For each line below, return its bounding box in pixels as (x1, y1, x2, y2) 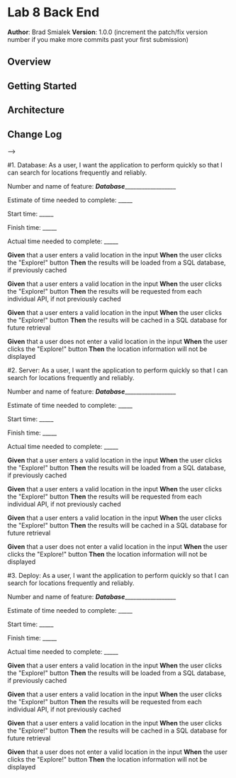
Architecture (7, 104, 65, 116)
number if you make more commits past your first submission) (7, 35, 189, 43)
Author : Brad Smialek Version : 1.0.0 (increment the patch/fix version (7, 28, 208, 36)
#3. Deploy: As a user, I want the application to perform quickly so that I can (7, 571, 229, 579)
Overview (7, 56, 52, 68)
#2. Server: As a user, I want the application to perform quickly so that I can (7, 366, 228, 374)
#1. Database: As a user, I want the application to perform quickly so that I (7, 160, 223, 169)
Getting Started (7, 79, 77, 92)
